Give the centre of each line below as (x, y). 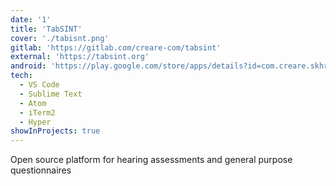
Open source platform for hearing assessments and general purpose (151, 160)
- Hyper (35, 122)
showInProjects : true (55, 131)
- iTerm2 (37, 112)
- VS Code (39, 85)
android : (28, 66)
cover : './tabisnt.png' (60, 38)
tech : (21, 76)
